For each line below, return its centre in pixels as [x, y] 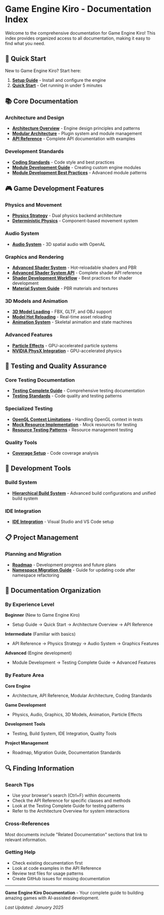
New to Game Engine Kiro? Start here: [43, 71]
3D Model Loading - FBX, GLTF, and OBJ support [62, 312]
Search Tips [20, 785]
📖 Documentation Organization [53, 590]
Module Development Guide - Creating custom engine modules [77, 167]
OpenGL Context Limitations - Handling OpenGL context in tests [77, 419]
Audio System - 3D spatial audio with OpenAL [59, 244]
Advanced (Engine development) [39, 653]
